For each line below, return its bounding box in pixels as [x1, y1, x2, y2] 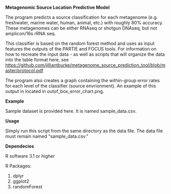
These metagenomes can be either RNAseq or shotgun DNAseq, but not [5, 25, 157, 31]
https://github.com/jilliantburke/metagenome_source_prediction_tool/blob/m [5, 62, 166, 68]
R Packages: [5, 163, 32, 169]
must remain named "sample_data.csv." [5, 133, 89, 139]
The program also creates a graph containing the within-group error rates [5, 78, 160, 83]
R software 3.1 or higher [5, 153, 55, 159]
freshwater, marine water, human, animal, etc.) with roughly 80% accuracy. [5, 20, 163, 26]
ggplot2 [12, 178, 30, 184]
